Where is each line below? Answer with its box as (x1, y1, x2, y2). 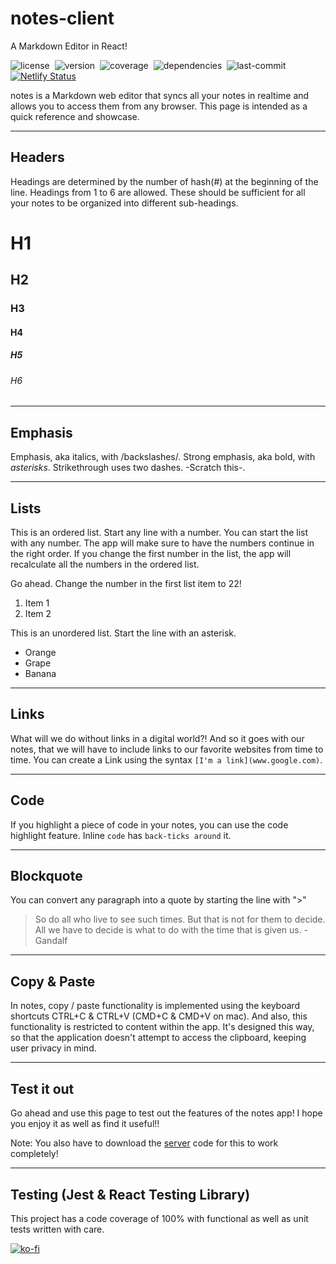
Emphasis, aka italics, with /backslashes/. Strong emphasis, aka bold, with (10, 451, 316, 463)
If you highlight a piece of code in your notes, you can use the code (10, 818, 289, 831)
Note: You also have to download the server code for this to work (10, 1137, 279, 1149)
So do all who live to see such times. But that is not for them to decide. (34, 913, 326, 926)
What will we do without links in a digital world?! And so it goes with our (10, 732, 305, 744)
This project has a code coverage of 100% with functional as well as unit (10, 1212, 309, 1224)
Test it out (10, 1080, 75, 1097)
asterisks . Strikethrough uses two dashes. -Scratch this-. (10, 462, 246, 474)
